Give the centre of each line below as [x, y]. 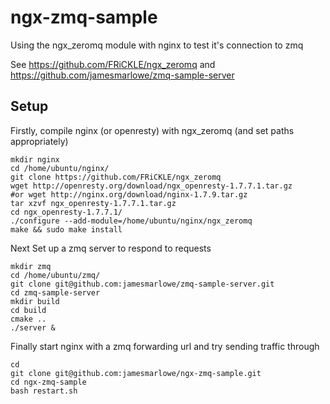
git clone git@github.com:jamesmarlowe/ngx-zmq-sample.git [136, 373]
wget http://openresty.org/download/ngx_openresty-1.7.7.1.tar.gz [151, 186]
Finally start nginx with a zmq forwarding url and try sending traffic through [165, 346]
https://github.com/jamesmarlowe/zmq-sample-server [122, 75]
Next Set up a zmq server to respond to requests [111, 248]
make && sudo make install [66, 229]
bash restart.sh [44, 391]
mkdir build [35, 301]
